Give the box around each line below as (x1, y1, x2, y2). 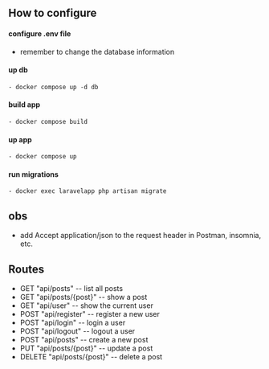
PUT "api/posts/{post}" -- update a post (19, 343, 153, 353)
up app (8, 134, 32, 144)
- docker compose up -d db (8, 83, 99, 91)
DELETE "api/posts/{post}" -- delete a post (19, 352, 163, 362)
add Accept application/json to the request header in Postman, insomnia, (19, 231, 262, 240)
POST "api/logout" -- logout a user (19, 326, 136, 336)
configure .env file (8, 28, 71, 39)
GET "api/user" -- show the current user (19, 301, 154, 310)
